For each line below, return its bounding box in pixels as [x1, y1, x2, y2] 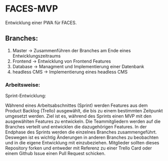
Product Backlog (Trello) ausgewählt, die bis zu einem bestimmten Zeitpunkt [5, 108, 163, 114]
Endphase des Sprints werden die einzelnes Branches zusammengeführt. [5, 129, 157, 135]
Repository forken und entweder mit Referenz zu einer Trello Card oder [5, 145, 152, 151]
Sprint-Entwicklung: [5, 93, 46, 99]
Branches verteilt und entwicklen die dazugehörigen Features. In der [5, 124, 147, 130]
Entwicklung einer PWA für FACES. [5, 20, 77, 26]
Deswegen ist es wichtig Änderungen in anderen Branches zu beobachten [5, 134, 159, 140]
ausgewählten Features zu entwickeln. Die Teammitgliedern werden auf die [5, 118, 161, 124]
